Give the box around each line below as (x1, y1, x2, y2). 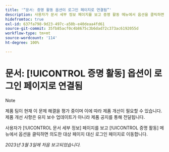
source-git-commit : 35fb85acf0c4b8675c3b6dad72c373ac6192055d (5, 26, 139, 31)
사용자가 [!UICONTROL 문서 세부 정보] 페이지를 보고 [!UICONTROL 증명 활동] (5, 124, 159, 131)
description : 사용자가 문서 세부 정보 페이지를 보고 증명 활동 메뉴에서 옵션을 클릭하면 (5, 12, 164, 17)
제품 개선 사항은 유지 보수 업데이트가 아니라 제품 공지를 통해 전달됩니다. (5, 114, 145, 120)
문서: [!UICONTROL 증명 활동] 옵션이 (5, 67, 152, 79)
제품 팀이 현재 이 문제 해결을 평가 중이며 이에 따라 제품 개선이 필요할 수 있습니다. (5, 108, 162, 114)
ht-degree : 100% (5, 40, 39, 45)
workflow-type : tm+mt (5, 31, 51, 36)
